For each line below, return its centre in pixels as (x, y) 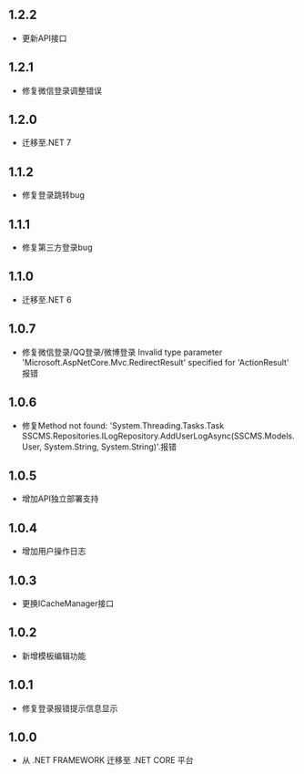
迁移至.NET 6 (46, 299)
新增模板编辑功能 (54, 655)
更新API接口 (44, 38)
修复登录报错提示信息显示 (70, 708)
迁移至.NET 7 (46, 143)
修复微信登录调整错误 (61, 90)
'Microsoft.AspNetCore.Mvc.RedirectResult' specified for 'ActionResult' (155, 362)
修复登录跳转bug (53, 195)
